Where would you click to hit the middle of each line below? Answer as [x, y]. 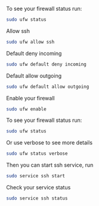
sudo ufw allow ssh [30, 42]
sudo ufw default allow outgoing [48, 87]
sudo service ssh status [37, 198]
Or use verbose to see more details [49, 143]
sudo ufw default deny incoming [46, 64]
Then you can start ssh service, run [50, 165]
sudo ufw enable [26, 109]
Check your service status [38, 187]
